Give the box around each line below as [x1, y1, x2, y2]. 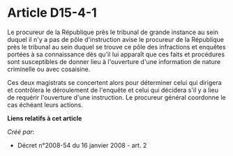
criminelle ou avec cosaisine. [7, 65, 91, 73]
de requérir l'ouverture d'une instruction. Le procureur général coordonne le [7, 93, 227, 102]
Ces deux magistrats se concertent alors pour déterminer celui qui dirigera [7, 78, 222, 86]
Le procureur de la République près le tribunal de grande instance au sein [7, 28, 218, 36]
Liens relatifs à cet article [7, 114, 82, 123]
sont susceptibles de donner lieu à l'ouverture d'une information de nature [7, 57, 221, 65]
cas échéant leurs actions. [7, 100, 84, 109]
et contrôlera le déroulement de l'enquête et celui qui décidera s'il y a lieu [7, 86, 218, 94]
